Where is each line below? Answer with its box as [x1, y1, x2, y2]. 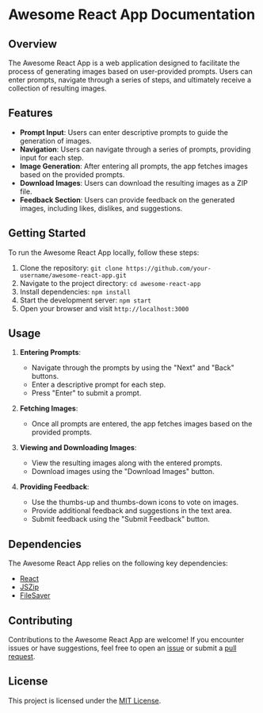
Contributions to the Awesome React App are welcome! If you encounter [8, 635, 245, 645]
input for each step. [19, 152, 85, 162]
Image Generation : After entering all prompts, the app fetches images [19, 161, 248, 171]
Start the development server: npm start [19, 295, 152, 305]
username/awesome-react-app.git [19, 272, 127, 279]
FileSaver [19, 591, 51, 600]
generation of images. [19, 136, 92, 145]
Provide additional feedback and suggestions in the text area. [31, 506, 232, 515]
